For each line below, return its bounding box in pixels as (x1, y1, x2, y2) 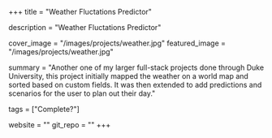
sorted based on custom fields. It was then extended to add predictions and (8, 80, 262, 89)
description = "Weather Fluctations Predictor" (8, 23, 162, 32)
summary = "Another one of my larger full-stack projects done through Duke (8, 63, 265, 72)
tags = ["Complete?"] (8, 105, 80, 114)
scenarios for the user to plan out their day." (8, 88, 156, 98)
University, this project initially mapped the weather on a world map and (8, 71, 249, 80)
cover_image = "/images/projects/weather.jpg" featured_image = (8, 38, 226, 48)
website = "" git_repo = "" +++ (8, 120, 111, 129)
